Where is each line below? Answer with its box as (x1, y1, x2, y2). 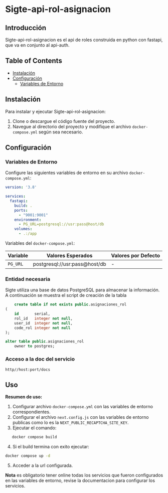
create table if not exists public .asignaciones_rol (14, 302, 127, 307)
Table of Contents (5, 57, 63, 65)
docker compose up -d (5, 453, 51, 458)
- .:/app (18, 231, 37, 236)
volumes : (14, 227, 33, 232)
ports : (14, 208, 28, 213)
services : (5, 194, 26, 199)
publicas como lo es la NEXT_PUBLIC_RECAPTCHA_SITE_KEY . (12, 420, 129, 426)
